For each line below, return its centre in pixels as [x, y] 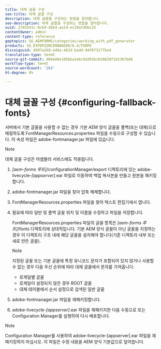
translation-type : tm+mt [30, 55]
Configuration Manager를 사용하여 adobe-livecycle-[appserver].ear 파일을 [78, 335]
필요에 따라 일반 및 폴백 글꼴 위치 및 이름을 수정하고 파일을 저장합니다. [78, 212]
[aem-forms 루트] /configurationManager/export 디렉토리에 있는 [74, 169]
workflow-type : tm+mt [27, 64]
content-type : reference [30, 37]
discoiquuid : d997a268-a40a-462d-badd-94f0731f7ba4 [58, 50]
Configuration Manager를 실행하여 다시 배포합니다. [61, 316]
